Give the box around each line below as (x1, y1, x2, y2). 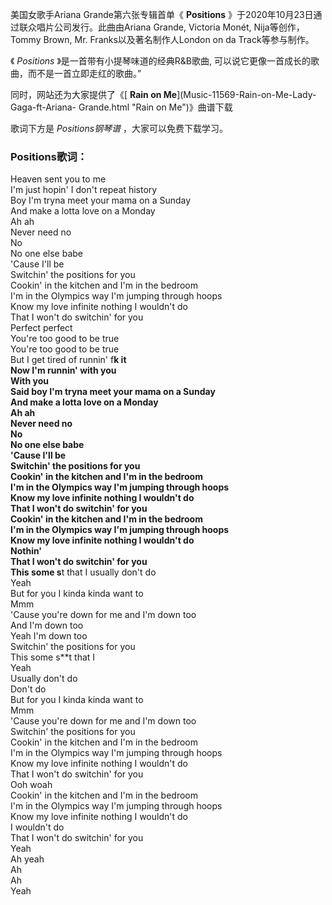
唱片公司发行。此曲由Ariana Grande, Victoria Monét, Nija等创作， (36, 21, 305, 33)
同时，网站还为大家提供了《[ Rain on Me (10, 89, 178, 100)
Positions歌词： (10, 149, 88, 163)
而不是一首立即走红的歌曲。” (27, 68, 142, 79)
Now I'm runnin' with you (10, 364, 117, 377)
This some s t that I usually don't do (10, 566, 157, 578)
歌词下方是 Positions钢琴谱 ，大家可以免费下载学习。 (10, 123, 228, 134)
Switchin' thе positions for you (10, 460, 141, 472)
